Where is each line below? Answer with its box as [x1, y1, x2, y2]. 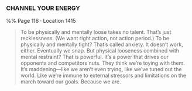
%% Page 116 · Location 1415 [6, 17, 76, 24]
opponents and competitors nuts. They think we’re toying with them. [20, 60, 186, 66]
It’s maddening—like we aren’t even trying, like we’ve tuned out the [20, 66, 183, 73]
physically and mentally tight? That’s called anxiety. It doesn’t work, [20, 41, 183, 48]
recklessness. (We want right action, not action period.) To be [20, 35, 170, 42]
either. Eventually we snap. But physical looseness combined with [20, 47, 180, 54]
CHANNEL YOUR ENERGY [6, 4, 80, 12]
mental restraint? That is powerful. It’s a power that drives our [20, 54, 169, 61]
